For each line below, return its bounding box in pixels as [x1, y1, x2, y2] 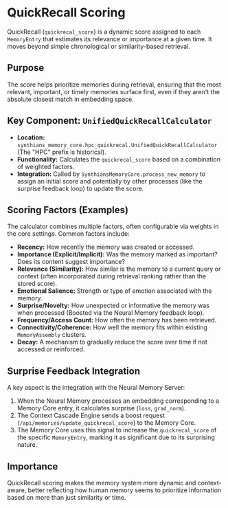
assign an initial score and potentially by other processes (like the [16, 177, 203, 185]
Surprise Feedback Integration [7, 365, 141, 377]
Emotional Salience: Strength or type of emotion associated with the [16, 287, 212, 295]
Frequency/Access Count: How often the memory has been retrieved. [16, 316, 217, 324]
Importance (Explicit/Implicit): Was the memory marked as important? [16, 250, 218, 258]
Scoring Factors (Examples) [7, 204, 129, 216]
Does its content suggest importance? [16, 258, 126, 266]
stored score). [16, 280, 57, 288]
